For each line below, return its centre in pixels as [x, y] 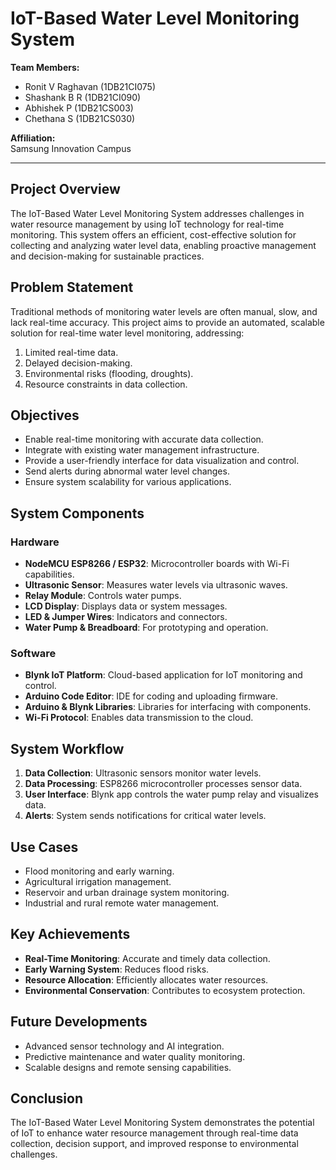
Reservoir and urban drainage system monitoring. [127, 892]
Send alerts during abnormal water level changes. [127, 471]
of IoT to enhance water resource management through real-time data [154, 1133]
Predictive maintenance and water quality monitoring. [135, 1056]
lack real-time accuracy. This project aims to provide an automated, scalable [167, 322]
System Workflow [67, 748]
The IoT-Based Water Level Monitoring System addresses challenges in [157, 213]
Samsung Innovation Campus [71, 148]
